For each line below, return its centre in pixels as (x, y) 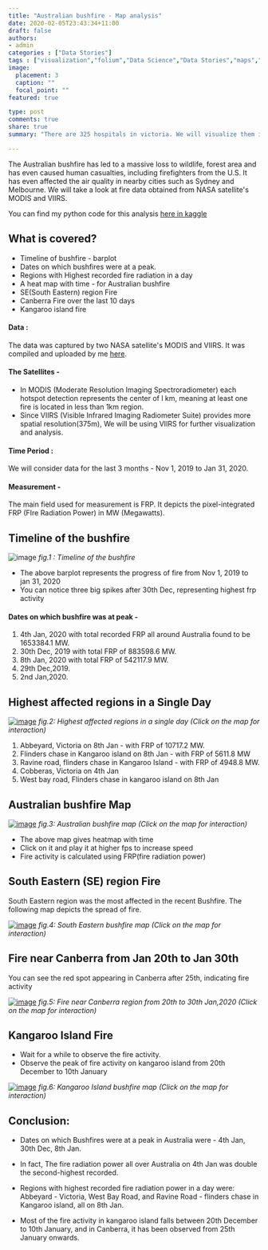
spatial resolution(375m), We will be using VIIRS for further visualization (138, 423)
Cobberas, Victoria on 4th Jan (69, 771)
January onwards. (49, 1238)
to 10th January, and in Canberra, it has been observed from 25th (127, 1229)
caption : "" (35, 82)
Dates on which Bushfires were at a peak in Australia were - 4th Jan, (132, 1140)
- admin (21, 46)
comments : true (33, 120)
